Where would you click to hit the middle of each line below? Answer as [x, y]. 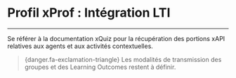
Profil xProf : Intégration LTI [89, 13]
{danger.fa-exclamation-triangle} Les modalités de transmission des [123, 59]
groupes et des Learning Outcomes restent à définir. [100, 67]
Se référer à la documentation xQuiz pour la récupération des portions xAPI [116, 38]
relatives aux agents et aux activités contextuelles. [80, 46]
